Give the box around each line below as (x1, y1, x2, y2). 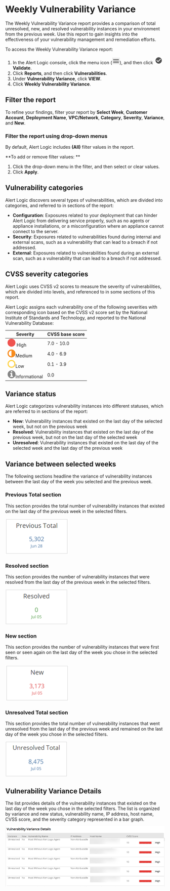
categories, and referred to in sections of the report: (5, 202, 114, 208)
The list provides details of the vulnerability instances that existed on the (5, 800, 157, 807)
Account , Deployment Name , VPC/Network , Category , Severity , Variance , (5, 114, 165, 120)
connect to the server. (12, 228, 59, 234)
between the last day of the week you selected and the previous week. (5, 479, 153, 485)
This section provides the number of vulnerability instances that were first (5, 644, 159, 650)
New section (5, 632, 37, 640)
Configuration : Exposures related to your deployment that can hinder (12, 212, 158, 218)
